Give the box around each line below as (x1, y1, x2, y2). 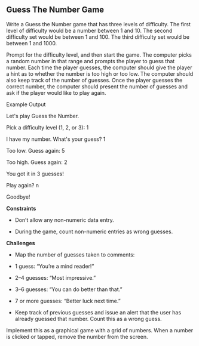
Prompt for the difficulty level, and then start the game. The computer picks (6, 51, 192, 58)
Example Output (6, 101, 46, 108)
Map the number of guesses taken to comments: (14, 251, 135, 258)
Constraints (6, 205, 36, 212)
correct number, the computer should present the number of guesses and (6, 83, 188, 90)
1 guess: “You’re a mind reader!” (14, 262, 94, 270)
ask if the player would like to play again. (6, 89, 106, 96)
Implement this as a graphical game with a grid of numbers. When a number (6, 326, 194, 333)
